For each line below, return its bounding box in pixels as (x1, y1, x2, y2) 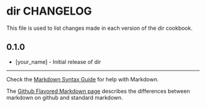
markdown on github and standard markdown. (6, 94, 123, 101)
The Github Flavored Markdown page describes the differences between (6, 87, 190, 95)
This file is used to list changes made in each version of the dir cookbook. (6, 24, 193, 32)
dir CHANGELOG (6, 4, 92, 18)
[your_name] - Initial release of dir (15, 58, 101, 65)
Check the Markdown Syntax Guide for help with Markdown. (6, 75, 159, 83)
